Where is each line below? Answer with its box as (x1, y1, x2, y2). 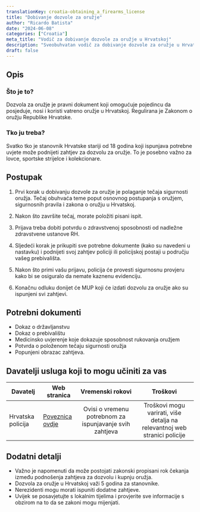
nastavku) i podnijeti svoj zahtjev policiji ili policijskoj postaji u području (14, 248, 189, 255)
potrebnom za (86, 412, 126, 421)
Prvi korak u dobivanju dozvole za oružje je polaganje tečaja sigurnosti (14, 188, 189, 195)
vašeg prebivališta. (14, 254, 61, 261)
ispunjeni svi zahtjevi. (14, 290, 68, 297)
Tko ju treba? (6, 129, 45, 137)
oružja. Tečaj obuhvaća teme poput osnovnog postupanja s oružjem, (14, 195, 183, 202)
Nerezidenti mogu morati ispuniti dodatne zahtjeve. (14, 486, 140, 493)
